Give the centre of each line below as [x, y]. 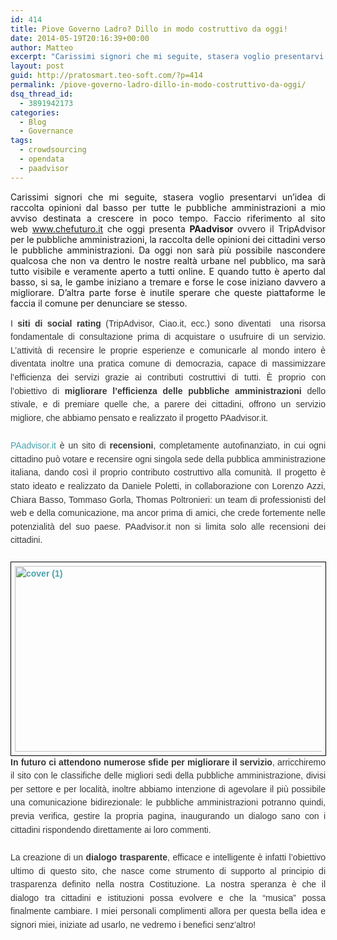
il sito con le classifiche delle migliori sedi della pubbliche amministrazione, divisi [168, 775]
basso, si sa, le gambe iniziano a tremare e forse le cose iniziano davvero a [168, 282]
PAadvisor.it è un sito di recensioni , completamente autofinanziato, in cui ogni [168, 445]
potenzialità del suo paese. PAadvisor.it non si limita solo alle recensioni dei [168, 526]
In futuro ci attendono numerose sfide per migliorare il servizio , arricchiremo [168, 762]
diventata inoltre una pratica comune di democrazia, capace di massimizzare [168, 364]
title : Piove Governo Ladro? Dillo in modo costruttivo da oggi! [149, 29]
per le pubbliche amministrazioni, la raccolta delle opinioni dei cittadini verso [168, 239]
